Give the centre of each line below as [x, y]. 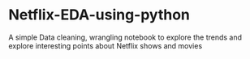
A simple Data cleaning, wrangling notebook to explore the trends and [125, 37]
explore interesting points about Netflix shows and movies [106, 45]
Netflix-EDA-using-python [99, 15]
